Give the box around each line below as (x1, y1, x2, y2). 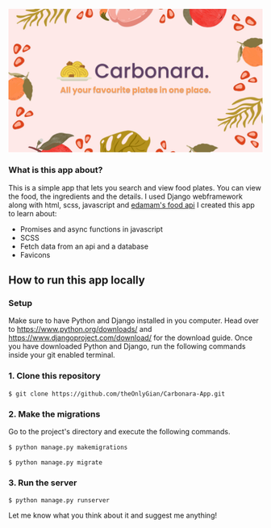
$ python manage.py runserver (8, 497, 110, 505)
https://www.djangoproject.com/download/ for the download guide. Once (8, 333, 252, 343)
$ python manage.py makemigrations (8, 443, 128, 452)
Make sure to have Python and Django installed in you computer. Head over (8, 316, 260, 325)
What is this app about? (8, 165, 103, 176)
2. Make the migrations (8, 409, 101, 420)
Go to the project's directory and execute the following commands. (8, 427, 231, 437)
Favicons (19, 249, 51, 259)
